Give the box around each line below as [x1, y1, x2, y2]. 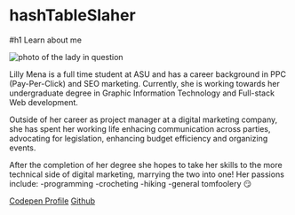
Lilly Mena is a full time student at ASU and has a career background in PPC [9, 68, 287, 80]
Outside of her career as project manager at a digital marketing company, [9, 114, 278, 125]
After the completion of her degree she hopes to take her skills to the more [9, 159, 283, 170]
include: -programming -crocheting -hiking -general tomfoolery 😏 [9, 178, 252, 188]
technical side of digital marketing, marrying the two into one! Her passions [9, 169, 284, 180]
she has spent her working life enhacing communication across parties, [9, 123, 271, 134]
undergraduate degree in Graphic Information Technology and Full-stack [9, 88, 275, 98]
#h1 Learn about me [9, 35, 83, 45]
